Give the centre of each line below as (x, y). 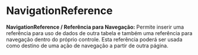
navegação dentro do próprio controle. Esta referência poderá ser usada (94, 39)
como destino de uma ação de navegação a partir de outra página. (87, 46)
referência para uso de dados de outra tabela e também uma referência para (99, 33)
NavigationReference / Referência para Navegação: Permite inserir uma (95, 27)
